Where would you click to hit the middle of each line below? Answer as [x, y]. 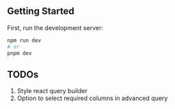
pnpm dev [20, 53]
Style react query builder [52, 91]
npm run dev [24, 40]
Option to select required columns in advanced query [92, 98]
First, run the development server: [55, 27]
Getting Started [41, 11]
